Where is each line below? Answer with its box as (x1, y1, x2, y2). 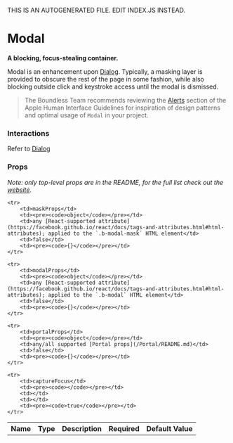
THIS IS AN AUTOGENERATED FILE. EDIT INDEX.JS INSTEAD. (7, 6, 186, 14)
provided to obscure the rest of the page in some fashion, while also (7, 75, 205, 83)
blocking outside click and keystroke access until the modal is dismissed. (7, 82, 219, 91)
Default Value (146, 423, 193, 433)
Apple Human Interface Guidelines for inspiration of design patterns (24, 103, 221, 112)
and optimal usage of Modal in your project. (24, 110, 149, 119)
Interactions (7, 128, 50, 138)
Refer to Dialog (7, 144, 51, 153)
